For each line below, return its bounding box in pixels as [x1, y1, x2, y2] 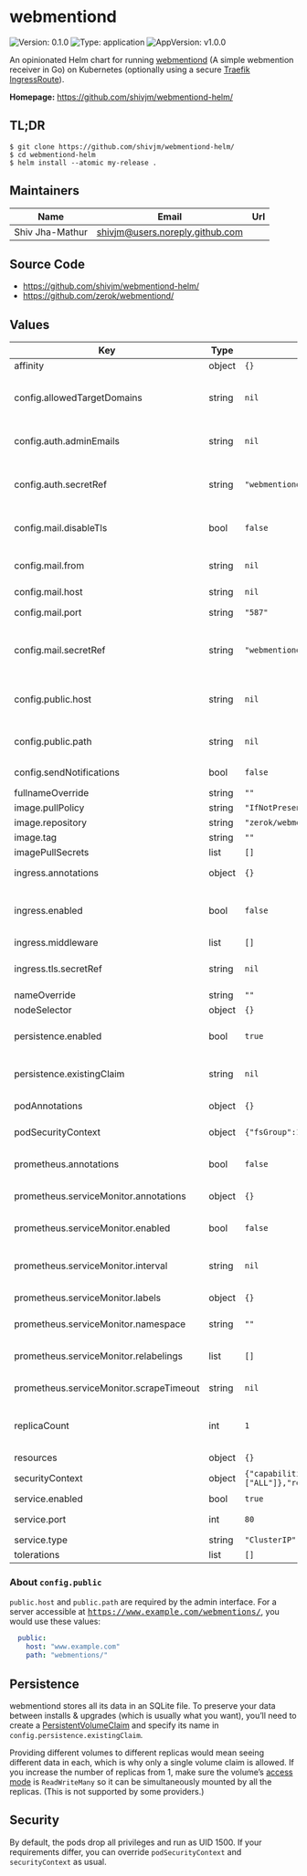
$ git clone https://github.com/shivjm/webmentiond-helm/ [9, 142, 235, 152]
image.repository [14, 816, 88, 829]
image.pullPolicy [14, 801, 85, 814]
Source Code [9, 256, 85, 271]
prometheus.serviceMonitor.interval [14, 1259, 168, 1272]
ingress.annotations [14, 866, 99, 879]
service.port [14, 1513, 67, 1526]
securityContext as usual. [9, 1856, 107, 1867]
